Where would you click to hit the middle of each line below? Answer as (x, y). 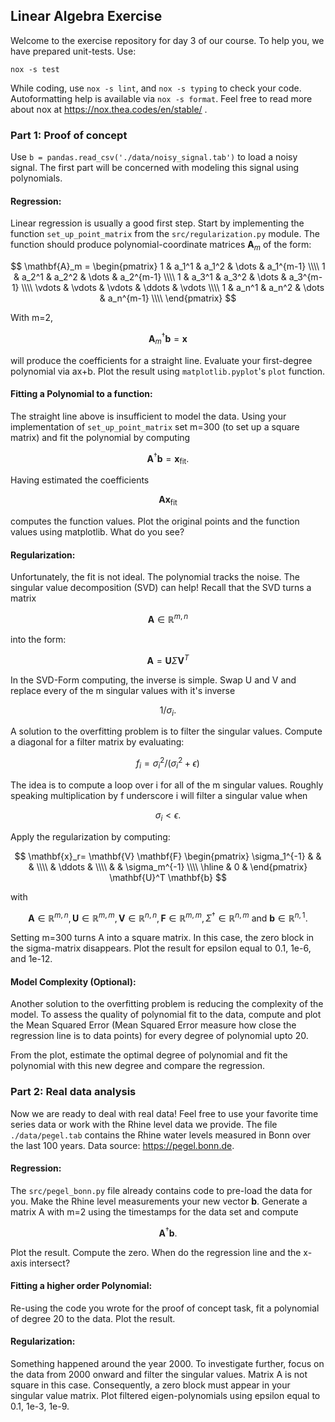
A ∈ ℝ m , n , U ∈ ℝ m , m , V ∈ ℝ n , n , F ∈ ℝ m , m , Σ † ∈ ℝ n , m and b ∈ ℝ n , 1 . (168, 917)
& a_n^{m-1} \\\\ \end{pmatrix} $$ (168, 298)
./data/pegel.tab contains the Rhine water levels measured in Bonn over (161, 1135)
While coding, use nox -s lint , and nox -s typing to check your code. (156, 88)
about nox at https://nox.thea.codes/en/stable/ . (109, 109)
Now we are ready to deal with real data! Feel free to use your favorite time (164, 1113)
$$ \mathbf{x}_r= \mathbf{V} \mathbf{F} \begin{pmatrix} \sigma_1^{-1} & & (168, 856)
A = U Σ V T (168, 659)
